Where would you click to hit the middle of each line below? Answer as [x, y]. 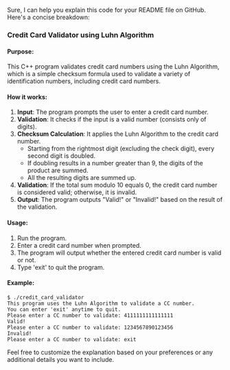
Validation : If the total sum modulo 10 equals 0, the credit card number [117, 185]
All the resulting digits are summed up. [82, 178]
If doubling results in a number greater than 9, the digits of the [115, 163]
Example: [21, 283]
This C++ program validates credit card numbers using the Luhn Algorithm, [113, 67]
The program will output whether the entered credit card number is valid [119, 253]
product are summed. [58, 170]
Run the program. [42, 238]
